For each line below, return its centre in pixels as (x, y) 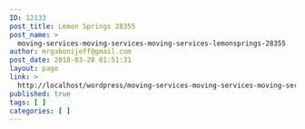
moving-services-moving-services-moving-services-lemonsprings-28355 (152, 43)
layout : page (34, 69)
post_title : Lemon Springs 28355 (73, 26)
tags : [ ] (28, 102)
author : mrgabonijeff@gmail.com (70, 52)
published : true (40, 94)
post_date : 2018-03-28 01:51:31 (70, 60)
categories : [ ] (40, 111)
